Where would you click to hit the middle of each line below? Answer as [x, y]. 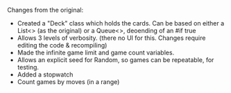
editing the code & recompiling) [62, 45]
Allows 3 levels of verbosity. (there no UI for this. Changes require [111, 38]
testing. [28, 67]
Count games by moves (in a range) [68, 82]
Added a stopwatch [45, 74]
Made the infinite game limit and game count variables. [96, 52]
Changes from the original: [45, 10]
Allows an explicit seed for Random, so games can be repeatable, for [115, 60]
